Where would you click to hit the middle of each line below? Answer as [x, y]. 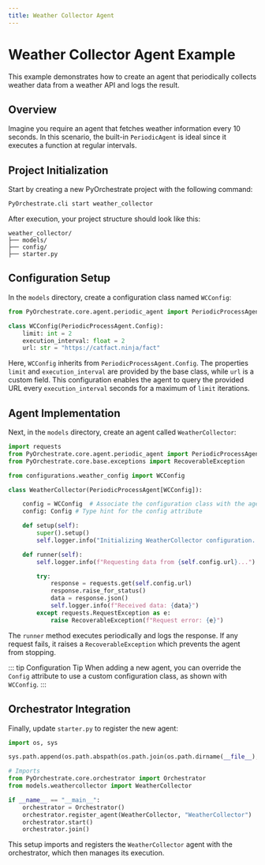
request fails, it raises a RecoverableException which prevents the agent [124, 644]
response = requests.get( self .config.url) [121, 584]
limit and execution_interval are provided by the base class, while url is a [131, 371]
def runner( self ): [52, 555]
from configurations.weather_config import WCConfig [97, 476]
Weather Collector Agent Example [122, 54]
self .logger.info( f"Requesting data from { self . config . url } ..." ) [146, 562]
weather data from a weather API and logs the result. [94, 85]
